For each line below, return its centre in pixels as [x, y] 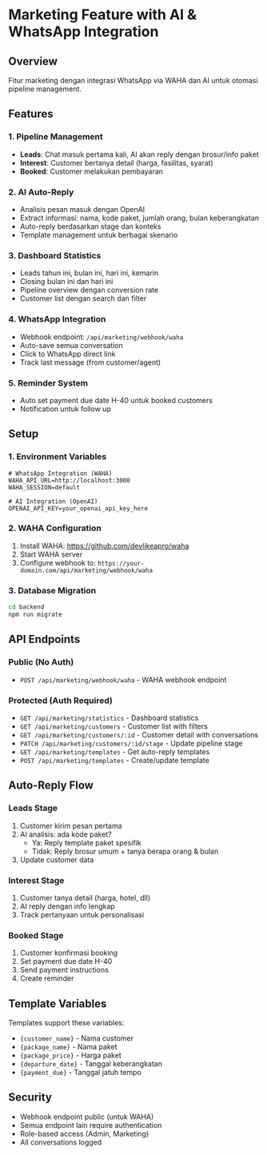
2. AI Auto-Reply [41, 192]
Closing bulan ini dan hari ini [66, 282]
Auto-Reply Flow [51, 785]
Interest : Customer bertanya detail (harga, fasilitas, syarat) [116, 162]
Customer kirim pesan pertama [71, 825]
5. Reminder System [48, 383]
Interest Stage [36, 880]
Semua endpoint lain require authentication [91, 1125]
